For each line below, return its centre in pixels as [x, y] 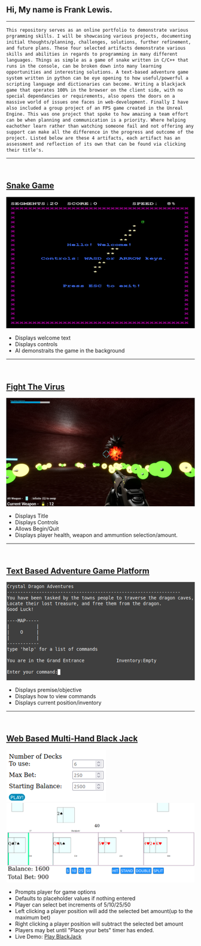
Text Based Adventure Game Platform [78, 571]
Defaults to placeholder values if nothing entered [75, 898]
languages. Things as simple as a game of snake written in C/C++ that [97, 60]
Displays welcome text [42, 338]
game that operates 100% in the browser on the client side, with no [95, 90]
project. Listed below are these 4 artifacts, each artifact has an [93, 138]
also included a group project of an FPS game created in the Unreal [95, 108]
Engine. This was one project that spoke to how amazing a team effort [97, 114]
